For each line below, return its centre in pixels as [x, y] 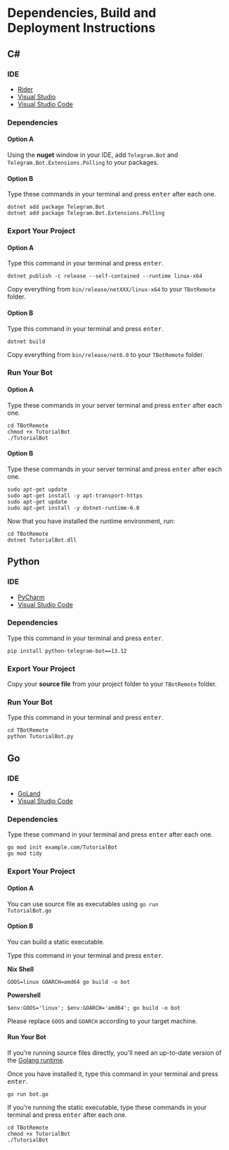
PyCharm [31, 597]
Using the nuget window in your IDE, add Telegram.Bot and [93, 155]
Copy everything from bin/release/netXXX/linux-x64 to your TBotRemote [112, 289]
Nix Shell [20, 969]
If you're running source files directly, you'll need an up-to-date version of [115, 1052]
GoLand [29, 794]
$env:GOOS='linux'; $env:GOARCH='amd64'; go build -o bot [94, 1008]
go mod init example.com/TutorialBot [63, 848]
